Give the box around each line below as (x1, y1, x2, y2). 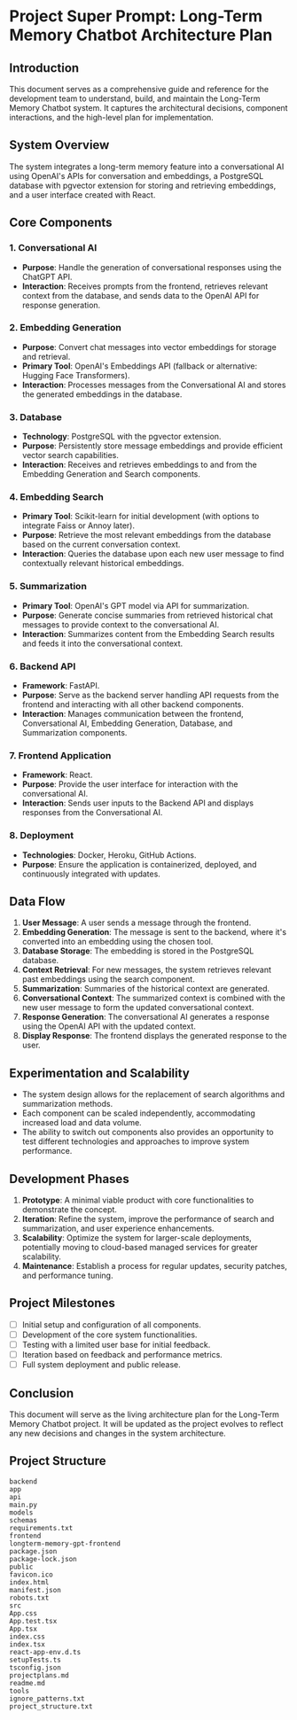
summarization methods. (21, 1099, 113, 1109)
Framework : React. (21, 769, 93, 781)
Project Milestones (9, 1296, 115, 1311)
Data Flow (9, 893, 66, 909)
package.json (9, 1546, 58, 1556)
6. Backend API (9, 660, 76, 673)
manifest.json (9, 1585, 62, 1594)
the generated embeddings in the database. (21, 388, 183, 400)
